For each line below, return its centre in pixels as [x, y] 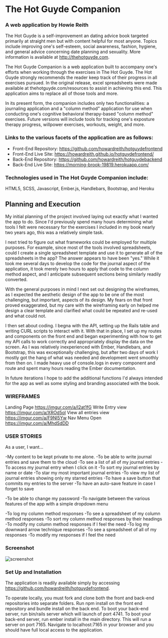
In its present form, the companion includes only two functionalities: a [77, 103]
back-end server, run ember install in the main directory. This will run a [78, 619]
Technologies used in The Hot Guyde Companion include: [77, 178]
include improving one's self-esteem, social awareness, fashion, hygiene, [81, 47]
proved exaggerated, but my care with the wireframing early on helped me [82, 305]
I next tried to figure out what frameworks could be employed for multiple [81, 242]
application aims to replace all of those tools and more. [62, 93]
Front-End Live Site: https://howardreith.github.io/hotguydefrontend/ [83, 154]
